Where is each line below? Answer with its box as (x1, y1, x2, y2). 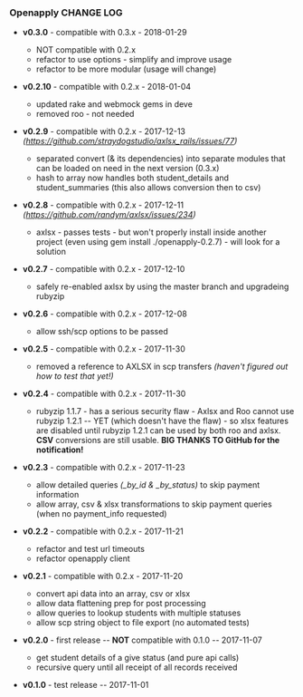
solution (35, 247, 66, 257)
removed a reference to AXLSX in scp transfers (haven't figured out (35, 361, 289, 373)
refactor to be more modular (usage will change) (35, 63, 217, 74)
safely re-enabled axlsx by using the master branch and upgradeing (35, 281, 289, 292)
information (35, 489, 80, 500)
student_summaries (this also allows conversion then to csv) (35, 182, 261, 193)
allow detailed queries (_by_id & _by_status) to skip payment (35, 479, 260, 490)
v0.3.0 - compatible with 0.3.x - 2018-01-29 (22, 27, 187, 38)
